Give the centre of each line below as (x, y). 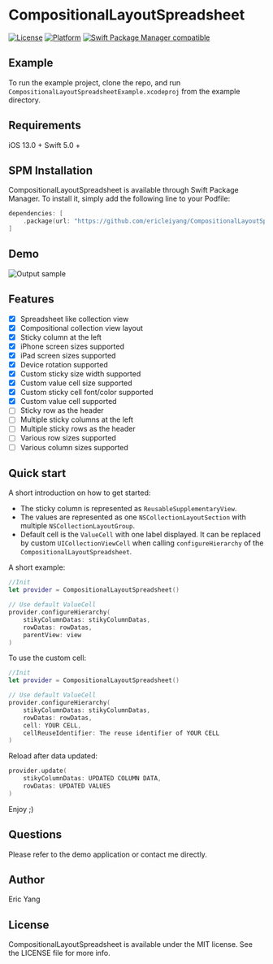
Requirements (45, 126)
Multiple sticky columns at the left (77, 419)
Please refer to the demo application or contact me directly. (108, 854)
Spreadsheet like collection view (74, 319)
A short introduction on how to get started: (80, 493)
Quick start (37, 473)
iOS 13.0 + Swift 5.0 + (45, 145)
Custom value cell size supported (76, 383)
